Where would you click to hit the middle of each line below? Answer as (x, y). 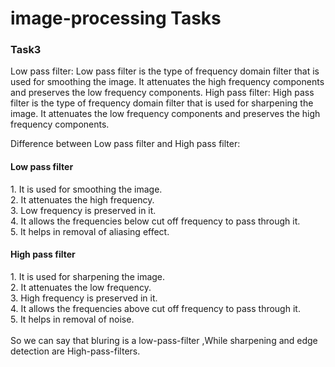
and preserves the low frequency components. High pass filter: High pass (162, 93)
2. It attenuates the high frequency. (82, 199)
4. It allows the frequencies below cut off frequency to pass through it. (155, 221)
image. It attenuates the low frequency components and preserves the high (165, 114)
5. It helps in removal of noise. (72, 319)
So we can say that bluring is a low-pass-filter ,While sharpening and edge (164, 340)
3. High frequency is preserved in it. (84, 298)
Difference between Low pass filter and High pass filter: (125, 144)
